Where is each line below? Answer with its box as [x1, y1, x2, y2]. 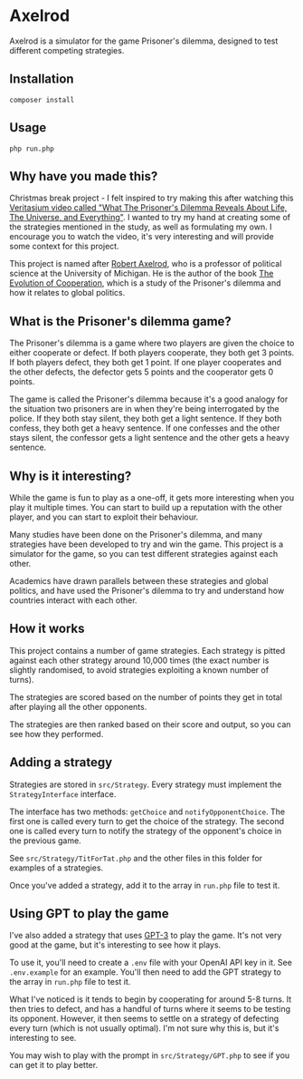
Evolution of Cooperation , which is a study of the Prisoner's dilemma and [9, 277, 281, 288]
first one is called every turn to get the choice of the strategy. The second [9, 815, 285, 826]
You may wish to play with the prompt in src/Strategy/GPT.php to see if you [9, 1050, 290, 1061]
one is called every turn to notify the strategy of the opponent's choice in [9, 825, 282, 836]
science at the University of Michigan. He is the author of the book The [9, 268, 274, 279]
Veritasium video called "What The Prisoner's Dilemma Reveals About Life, [9, 202, 288, 213]
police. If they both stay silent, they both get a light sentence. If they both [9, 413, 282, 424]
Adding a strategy [9, 754, 113, 771]
